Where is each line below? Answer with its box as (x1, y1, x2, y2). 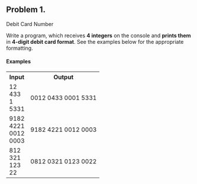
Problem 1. (6, 5, 46, 15)
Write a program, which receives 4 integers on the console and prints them (6, 32, 191, 39)
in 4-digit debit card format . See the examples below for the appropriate (6, 38, 184, 45)
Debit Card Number (6, 20, 54, 27)
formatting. (6, 44, 34, 51)
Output (53, 73, 74, 82)
